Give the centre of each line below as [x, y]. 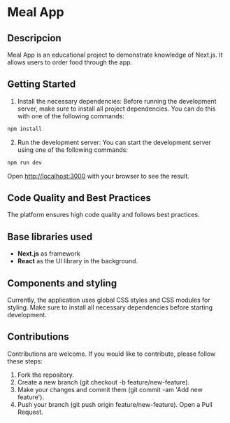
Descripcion [34, 38]
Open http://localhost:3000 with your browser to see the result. [99, 176]
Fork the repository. [46, 375]
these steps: [25, 361]
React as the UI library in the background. [78, 261]
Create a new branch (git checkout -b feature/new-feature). [103, 382]
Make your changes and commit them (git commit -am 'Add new [110, 389]
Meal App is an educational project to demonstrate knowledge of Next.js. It [115, 55]
